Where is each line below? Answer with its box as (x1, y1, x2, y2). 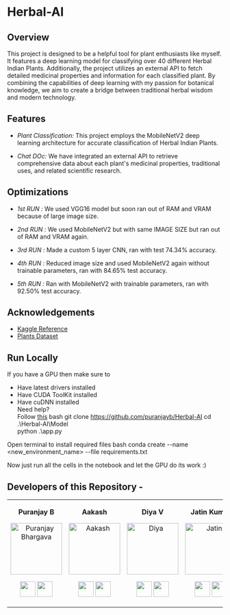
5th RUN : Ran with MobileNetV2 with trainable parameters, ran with (16, 279, 209, 288)
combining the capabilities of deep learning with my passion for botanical (7, 79, 214, 86)
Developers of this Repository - (7, 481, 144, 492)
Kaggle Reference (16, 325, 68, 333)
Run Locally (7, 352, 58, 363)
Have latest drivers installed (16, 383, 96, 391)
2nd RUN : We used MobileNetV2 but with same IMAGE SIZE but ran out (16, 225, 220, 233)
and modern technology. (7, 93, 77, 101)
